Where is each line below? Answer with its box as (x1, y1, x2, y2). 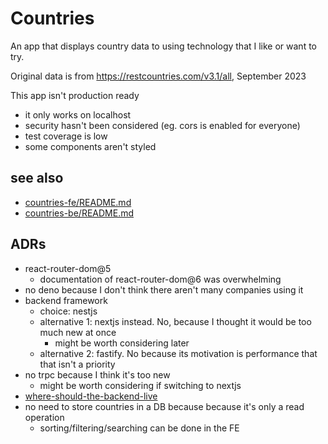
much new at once (39, 326, 117, 338)
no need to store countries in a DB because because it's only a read (24, 400, 305, 412)
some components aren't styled (24, 140, 157, 152)
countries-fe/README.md (24, 196, 132, 208)
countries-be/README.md (24, 207, 135, 219)
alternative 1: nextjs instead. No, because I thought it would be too (39, 315, 312, 327)
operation (24, 411, 65, 423)
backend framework (24, 294, 108, 306)
